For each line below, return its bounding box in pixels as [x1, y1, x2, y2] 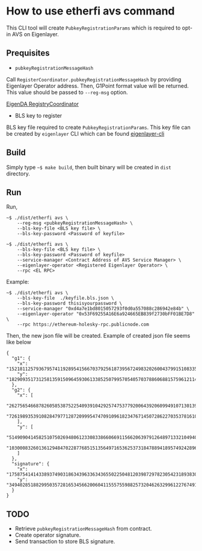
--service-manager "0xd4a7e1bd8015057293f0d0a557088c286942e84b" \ [17, 306, 189, 312]
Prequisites [6, 48, 50, 58]
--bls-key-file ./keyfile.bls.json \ [17, 295, 114, 301]
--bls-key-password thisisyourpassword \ [17, 300, 122, 307]
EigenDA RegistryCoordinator [6, 100, 79, 107]
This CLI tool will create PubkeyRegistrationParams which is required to [6, 24, 181, 31]
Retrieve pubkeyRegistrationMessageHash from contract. [14, 525, 152, 532]
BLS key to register [14, 112, 63, 119]
